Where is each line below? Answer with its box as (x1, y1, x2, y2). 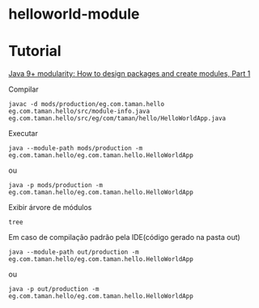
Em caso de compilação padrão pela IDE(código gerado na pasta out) (8, 233, 240, 242)
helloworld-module (8, 5, 140, 24)
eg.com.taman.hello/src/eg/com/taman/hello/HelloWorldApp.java (8, 114, 227, 122)
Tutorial (8, 42, 62, 61)
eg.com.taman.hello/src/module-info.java (8, 107, 151, 116)
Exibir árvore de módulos (8, 203, 92, 212)
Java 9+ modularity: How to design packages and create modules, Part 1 (8, 69, 251, 79)
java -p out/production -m (8, 285, 100, 293)
